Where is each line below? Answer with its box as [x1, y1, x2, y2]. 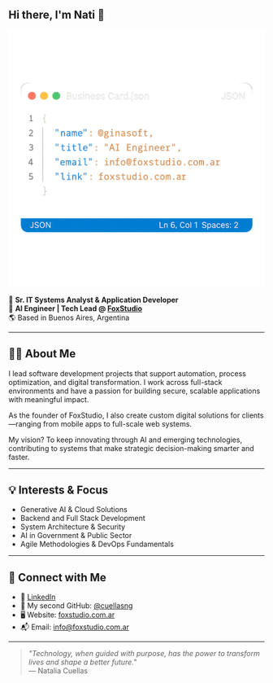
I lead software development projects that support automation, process [8, 368, 246, 379]
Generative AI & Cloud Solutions [19, 505, 128, 514]
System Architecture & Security [19, 522, 126, 532]
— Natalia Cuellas [28, 666, 88, 676]
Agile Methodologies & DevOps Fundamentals [19, 539, 175, 549]
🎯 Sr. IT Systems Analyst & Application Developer [8, 295, 179, 304]
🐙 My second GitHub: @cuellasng [19, 601, 133, 611]
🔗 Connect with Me [8, 571, 107, 584]
